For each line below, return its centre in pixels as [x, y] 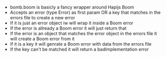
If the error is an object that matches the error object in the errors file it [83, 33]
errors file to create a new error [43, 18]
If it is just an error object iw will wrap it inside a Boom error [72, 23]
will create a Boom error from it [42, 39]
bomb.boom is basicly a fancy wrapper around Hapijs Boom [72, 7]
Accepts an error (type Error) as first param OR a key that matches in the [85, 12]
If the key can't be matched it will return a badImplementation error [79, 49]
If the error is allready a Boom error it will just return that [68, 28]
